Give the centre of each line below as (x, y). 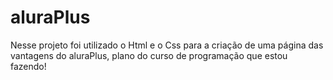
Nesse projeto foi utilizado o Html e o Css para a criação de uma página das (167, 45)
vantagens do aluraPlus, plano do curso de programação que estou (149, 55)
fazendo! (28, 66)
